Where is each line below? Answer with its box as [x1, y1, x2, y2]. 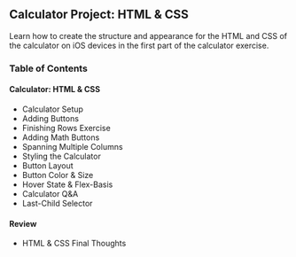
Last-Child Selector [21, 198, 93, 208]
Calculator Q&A [21, 188, 79, 199]
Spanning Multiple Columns [21, 141, 123, 152]
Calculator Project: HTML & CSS [9, 7, 189, 22]
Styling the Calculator [21, 151, 102, 161]
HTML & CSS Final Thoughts [21, 238, 127, 249]
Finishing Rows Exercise [21, 122, 111, 133]
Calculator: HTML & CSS [9, 84, 100, 95]
